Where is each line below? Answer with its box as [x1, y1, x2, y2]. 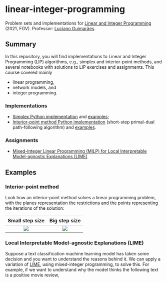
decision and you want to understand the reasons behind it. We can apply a [5, 256, 161, 262]
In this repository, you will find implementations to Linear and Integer [5, 53, 146, 59]
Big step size [49, 217, 81, 224]
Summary [5, 40, 36, 49]
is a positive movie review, [5, 272, 59, 278]
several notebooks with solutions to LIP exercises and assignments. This [5, 64, 154, 70]
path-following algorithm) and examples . [12, 124, 96, 130]
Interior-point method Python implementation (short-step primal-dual [12, 119, 155, 125]
